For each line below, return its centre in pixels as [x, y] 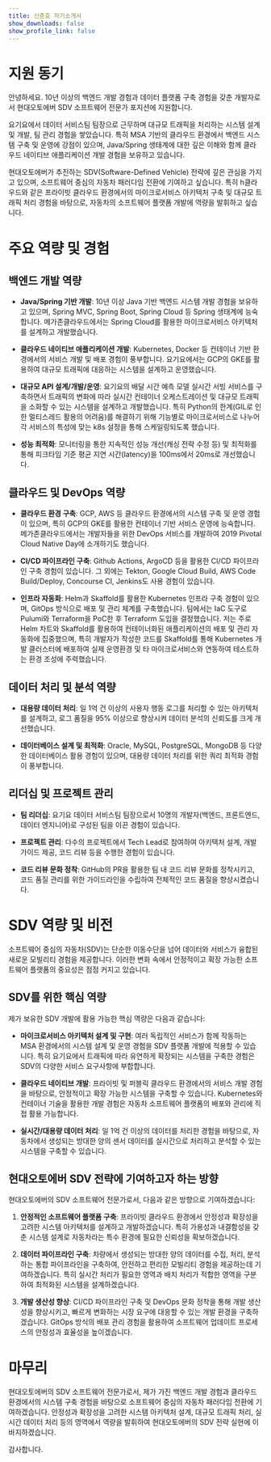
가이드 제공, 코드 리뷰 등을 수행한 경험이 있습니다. [97, 852]
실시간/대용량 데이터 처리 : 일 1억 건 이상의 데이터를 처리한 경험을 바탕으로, [135, 1130]
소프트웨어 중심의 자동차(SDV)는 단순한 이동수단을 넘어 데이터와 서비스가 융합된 [133, 949]
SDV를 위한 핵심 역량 [57, 997]
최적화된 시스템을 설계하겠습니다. [87, 1285]
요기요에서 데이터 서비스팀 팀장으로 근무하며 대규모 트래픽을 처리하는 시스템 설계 [134, 125]
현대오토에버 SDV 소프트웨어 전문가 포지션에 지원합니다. [105, 108]
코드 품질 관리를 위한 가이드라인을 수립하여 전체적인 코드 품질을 [119, 879]
